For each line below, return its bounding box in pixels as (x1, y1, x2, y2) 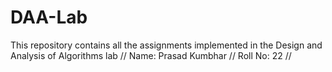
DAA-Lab (10, 6, 88, 29)
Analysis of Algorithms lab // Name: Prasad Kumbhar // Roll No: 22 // (10, 49, 292, 61)
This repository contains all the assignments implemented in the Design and (10, 39, 323, 51)
